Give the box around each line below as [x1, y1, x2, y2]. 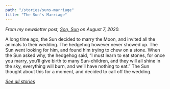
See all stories [5, 78, 35, 84]
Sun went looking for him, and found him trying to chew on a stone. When [5, 47, 160, 53]
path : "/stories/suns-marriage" [5, 7, 74, 13]
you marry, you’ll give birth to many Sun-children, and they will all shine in [5, 57, 161, 64]
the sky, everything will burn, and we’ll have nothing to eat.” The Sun [5, 63, 150, 69]
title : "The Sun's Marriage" [5, 12, 67, 17]
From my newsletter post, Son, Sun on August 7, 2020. [5, 26, 120, 32]
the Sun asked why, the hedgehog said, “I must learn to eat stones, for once [5, 52, 165, 58]
